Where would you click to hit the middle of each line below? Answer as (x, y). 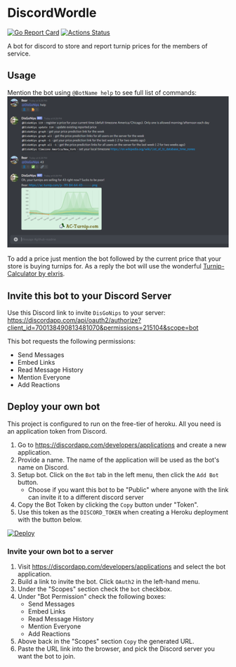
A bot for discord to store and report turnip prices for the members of (108, 46)
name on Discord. (43, 467)
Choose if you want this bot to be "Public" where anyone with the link (128, 489)
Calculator (22, 274)
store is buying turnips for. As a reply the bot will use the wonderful (104, 266)
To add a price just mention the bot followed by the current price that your (114, 259)
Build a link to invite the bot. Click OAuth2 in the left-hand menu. (109, 582)
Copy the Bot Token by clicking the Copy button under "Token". (108, 505)
